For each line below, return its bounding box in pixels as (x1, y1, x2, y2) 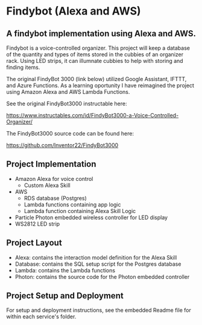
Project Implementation (6, 159, 96, 169)
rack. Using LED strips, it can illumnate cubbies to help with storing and (6, 57, 183, 64)
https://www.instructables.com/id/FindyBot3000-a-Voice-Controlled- (6, 112, 179, 119)
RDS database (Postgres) (24, 194, 87, 202)
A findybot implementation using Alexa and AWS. (6, 28, 196, 39)
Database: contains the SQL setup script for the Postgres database (14, 260, 181, 268)
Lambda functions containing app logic (24, 201, 121, 208)
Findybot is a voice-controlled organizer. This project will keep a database (6, 44, 190, 51)
